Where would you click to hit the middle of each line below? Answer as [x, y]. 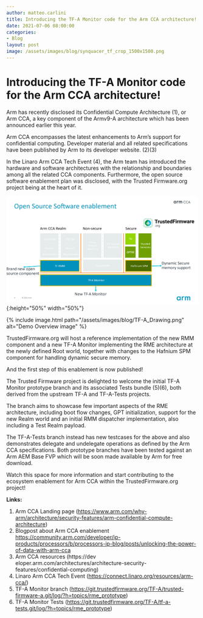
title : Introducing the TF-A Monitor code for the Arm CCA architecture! [102, 19]
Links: [14, 499]
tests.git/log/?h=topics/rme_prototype [63, 608]
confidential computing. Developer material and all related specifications [97, 143]
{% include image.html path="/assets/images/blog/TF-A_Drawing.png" [95, 320]
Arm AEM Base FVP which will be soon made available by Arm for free [94, 456]
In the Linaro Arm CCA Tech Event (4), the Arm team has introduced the [96, 161]
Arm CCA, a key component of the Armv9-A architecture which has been [98, 118]
